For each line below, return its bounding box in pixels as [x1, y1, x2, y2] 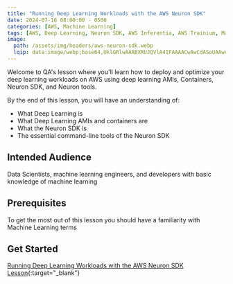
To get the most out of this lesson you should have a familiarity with [7, 215, 200, 224]
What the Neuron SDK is [17, 124, 87, 132]
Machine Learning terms [7, 223, 78, 231]
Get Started [7, 243, 58, 255]
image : [7, 36, 26, 43]
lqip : [13, 49, 30, 56]
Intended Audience [7, 152, 92, 163]
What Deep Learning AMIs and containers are [17, 116, 148, 125]
